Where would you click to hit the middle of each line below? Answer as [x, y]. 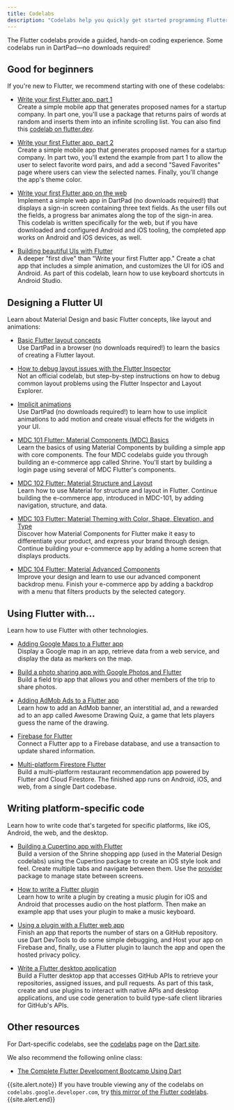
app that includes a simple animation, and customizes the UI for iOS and [120, 266]
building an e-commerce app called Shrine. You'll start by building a [115, 462]
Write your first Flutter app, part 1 [65, 100]
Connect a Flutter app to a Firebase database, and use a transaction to [119, 743]
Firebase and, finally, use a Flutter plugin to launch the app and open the [121, 947]
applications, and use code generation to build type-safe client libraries [120, 998]
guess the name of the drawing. [63, 723]
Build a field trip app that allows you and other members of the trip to [116, 679]
